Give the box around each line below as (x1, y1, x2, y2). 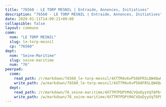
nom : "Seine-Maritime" (9, 53, 56, 58)
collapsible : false (5, 21, 45, 26)
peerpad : (5, 67, 23, 72)
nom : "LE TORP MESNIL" (9, 35, 56, 40)
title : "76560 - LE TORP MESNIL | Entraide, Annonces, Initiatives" (5, 7, 149, 12)
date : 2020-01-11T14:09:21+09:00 (5, 16, 74, 21)
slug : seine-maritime (9, 58, 54, 63)
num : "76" (9, 62, 30, 67)
